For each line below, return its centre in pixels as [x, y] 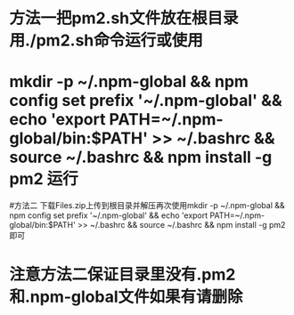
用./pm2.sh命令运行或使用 [106, 40]
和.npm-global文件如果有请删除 [126, 297]
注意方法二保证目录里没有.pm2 [122, 275]
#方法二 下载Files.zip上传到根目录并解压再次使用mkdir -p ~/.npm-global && [147, 206]
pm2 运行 [44, 179]
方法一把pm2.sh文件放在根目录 [124, 18]
